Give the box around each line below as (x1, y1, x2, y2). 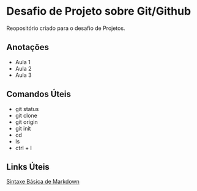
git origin (15, 118, 38, 126)
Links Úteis (6, 162, 50, 172)
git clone (15, 112, 38, 119)
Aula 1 (15, 58, 31, 65)
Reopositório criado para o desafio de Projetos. (6, 24, 125, 32)
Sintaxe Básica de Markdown (6, 178, 80, 186)
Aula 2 (15, 65, 32, 72)
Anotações (6, 42, 50, 52)
